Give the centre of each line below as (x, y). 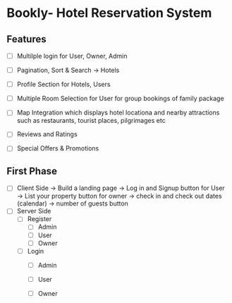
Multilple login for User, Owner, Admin (72, 56)
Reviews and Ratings (47, 134)
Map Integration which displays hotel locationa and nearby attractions (118, 113)
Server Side (34, 211)
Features (26, 39)
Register (39, 219)
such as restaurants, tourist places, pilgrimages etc (91, 121)
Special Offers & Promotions (58, 148)
